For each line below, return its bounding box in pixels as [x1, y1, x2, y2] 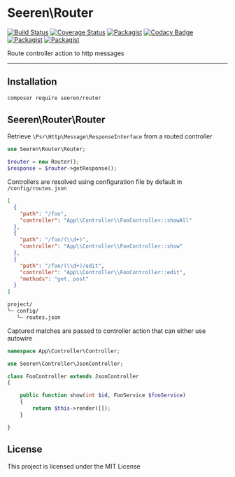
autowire [7, 334, 33, 342]
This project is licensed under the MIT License [7, 462, 141, 470]
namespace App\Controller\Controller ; [7, 348, 120, 355]
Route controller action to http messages [7, 49, 124, 57]
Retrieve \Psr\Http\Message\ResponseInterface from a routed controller [7, 132, 213, 141]
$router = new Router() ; [7, 159, 80, 166]
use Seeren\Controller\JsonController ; [7, 360, 124, 367]
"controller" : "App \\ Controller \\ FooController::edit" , [20, 269, 187, 276]
